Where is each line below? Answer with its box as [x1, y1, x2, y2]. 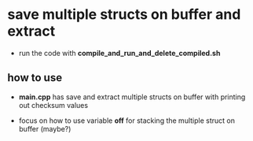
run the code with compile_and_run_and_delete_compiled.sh [18, 48, 221, 58]
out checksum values [18, 100, 88, 109]
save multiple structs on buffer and [7, 6, 241, 24]
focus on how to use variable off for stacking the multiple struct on [18, 116, 235, 125]
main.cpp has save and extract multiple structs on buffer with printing [18, 92, 246, 102]
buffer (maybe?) [18, 124, 71, 133]
